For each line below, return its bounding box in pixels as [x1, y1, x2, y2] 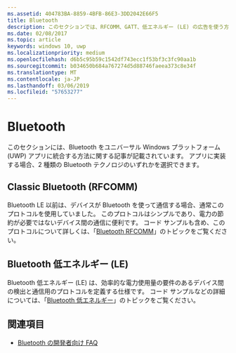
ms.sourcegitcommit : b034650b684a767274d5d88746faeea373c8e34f [7, 62, 197, 69]
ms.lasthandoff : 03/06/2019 [7, 82, 90, 89]
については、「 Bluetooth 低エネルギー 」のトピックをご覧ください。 [7, 295, 200, 304]
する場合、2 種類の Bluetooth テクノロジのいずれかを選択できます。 [7, 161, 204, 169]
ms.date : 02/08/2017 [7, 29, 68, 37]
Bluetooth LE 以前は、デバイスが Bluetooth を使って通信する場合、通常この [7, 201, 225, 209]
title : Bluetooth [7, 17, 58, 24]
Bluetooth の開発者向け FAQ [17, 338, 98, 347]
